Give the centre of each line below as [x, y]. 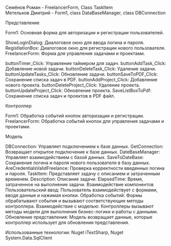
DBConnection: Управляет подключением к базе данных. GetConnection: [84, 146]
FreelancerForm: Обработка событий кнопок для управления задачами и [85, 121]
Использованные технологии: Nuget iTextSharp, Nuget [64, 232]
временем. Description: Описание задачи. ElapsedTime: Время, [74, 179]
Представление [22, 23]
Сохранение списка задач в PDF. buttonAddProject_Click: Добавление [81, 80]
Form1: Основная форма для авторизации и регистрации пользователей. [85, 32]
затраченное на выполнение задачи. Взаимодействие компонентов [80, 184]
